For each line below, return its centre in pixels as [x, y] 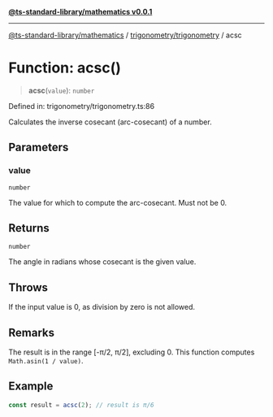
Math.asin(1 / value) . [46, 361]
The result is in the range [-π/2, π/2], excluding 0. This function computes [132, 352]
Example [31, 387]
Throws [28, 287]
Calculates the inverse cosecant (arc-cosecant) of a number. [110, 122]
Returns [29, 228]
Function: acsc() [65, 68]
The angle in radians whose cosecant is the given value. [102, 262]
